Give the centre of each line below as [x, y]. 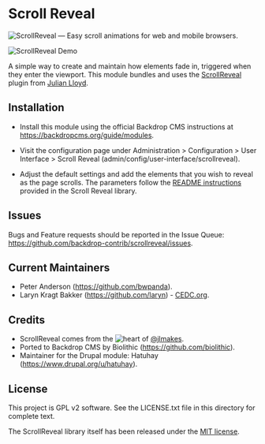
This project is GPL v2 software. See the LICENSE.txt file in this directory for [132, 408]
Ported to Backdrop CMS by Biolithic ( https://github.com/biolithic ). [127, 347]
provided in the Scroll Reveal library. [78, 191]
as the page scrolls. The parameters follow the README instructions [131, 182]
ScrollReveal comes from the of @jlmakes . [102, 339]
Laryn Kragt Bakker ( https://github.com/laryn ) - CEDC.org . [114, 295]
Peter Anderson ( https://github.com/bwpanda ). [96, 287]
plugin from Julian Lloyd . [49, 83]
